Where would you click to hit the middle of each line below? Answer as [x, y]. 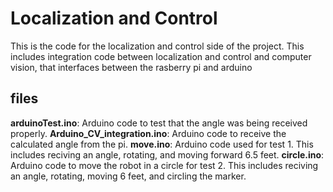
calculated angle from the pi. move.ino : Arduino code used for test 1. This [162, 144]
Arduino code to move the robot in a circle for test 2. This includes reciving [164, 165]
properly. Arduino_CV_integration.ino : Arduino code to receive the [148, 133]
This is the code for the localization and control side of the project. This [157, 46]
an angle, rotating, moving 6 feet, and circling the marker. [128, 176]
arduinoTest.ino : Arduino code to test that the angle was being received [159, 123]
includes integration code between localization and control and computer [161, 56]
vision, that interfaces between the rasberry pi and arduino [131, 67]
